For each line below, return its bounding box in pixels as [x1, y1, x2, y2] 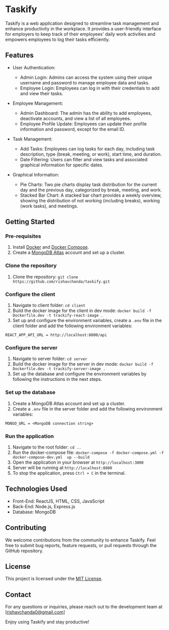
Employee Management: [12, 100, 64, 106]
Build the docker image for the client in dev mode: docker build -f [12, 307, 152, 314]
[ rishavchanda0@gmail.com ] [5, 609, 66, 615]
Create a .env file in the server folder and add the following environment [12, 406, 163, 412]
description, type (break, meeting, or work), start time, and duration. [20, 151, 162, 157]
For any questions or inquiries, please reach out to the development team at [5, 604, 163, 610]
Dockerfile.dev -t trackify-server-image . [12, 367, 106, 372]
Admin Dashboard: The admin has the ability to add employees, [20, 110, 152, 116]
